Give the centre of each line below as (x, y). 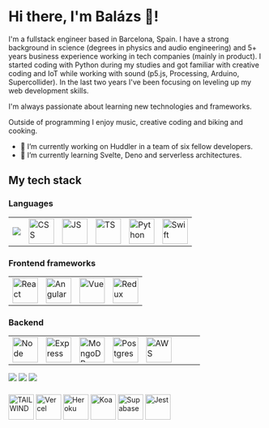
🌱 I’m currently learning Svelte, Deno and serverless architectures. (131, 155)
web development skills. (49, 90)
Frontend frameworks (52, 263)
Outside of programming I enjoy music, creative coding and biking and (126, 122)
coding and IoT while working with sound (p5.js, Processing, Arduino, (124, 73)
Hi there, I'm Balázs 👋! (84, 17)
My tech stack (45, 180)
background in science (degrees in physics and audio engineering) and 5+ (133, 47)
